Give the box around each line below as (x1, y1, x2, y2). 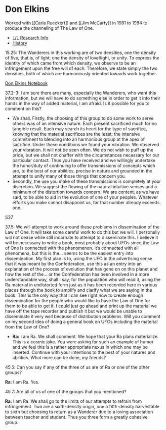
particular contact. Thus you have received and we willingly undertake (12, 157, 156, 163)
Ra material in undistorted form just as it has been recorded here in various (5, 281, 158, 288)
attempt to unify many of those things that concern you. (12, 173, 126, 179)
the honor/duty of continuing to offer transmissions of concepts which (12, 162, 156, 168)
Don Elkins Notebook (5, 80, 48, 86)
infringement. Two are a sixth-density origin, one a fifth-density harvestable (5, 403, 160, 409)
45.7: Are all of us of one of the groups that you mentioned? (5, 388, 127, 394)
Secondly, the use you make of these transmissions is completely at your (12, 178, 161, 184)
